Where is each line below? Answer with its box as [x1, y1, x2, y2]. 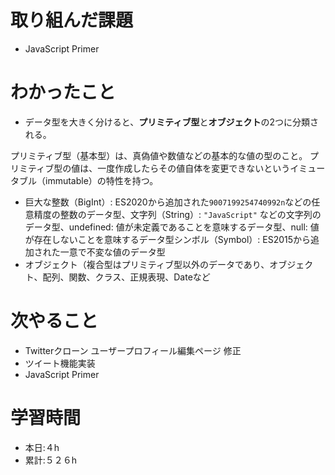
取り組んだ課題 [10, 9, 134, 32]
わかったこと [10, 81, 117, 104]
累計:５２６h [24, 454, 78, 466]
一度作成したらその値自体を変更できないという [97, 162, 291, 174]
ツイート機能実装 [24, 357, 96, 369]
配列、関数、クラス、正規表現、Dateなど [42, 271, 211, 283]
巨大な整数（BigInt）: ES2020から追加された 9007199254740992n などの [24, 196, 312, 208]
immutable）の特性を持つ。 [44, 174, 159, 186]
